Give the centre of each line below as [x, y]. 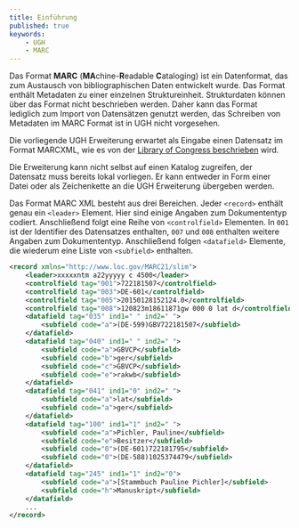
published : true [39, 26]
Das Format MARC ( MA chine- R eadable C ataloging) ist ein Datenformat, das [149, 76]
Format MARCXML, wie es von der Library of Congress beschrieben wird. [144, 150]
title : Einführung [43, 17]
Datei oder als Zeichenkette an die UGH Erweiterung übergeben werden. [142, 186]
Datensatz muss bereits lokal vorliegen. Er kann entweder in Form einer [140, 177]
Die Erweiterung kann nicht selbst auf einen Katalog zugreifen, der [131, 167]
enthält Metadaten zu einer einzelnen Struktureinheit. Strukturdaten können [148, 95]
